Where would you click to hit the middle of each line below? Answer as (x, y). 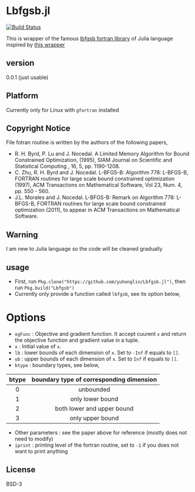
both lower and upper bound (94, 408)
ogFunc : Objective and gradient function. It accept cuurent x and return (100, 333)
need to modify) (34, 439)
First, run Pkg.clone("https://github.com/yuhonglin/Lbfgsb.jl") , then (100, 281)
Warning (22, 235)
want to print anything (41, 451)
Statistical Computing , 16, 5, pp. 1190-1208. (67, 166)
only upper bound (94, 418)
